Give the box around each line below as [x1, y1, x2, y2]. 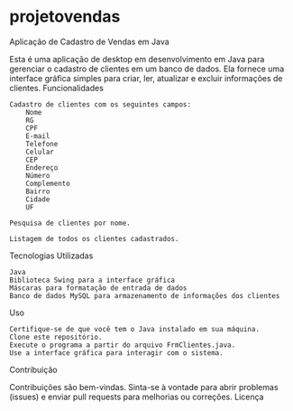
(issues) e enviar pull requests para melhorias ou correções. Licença [9, 391, 264, 402]
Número [25, 171, 50, 180]
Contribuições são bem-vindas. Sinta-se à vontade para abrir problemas [9, 381, 279, 392]
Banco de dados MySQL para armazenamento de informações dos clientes [9, 291, 280, 300]
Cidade [25, 194, 50, 204]
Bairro [25, 187, 50, 196]
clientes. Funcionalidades [9, 82, 104, 93]
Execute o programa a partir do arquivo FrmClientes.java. [9, 341, 236, 350]
